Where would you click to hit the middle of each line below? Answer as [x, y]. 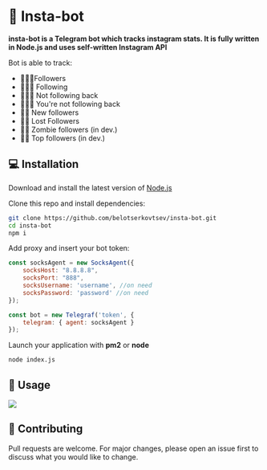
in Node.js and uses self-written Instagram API [88, 47]
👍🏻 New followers [49, 112]
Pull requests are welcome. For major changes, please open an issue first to [133, 448]
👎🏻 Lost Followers [50, 121]
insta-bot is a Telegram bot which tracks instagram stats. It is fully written [134, 39]
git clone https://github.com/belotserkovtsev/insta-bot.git [113, 218]
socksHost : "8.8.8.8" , [61, 271]
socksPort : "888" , [53, 278]
